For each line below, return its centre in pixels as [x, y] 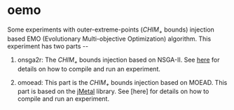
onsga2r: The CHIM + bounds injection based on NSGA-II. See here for [118, 60]
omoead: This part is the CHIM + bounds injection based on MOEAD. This [122, 83]
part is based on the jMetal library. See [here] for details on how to [113, 91]
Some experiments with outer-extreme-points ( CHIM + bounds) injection [111, 30]
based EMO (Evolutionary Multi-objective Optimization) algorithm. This [109, 39]
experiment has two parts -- [48, 46]
